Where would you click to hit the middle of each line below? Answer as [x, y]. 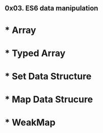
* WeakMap [30, 123]
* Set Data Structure [48, 76]
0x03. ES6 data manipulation [52, 8]
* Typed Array [35, 53]
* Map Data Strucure [49, 99]
